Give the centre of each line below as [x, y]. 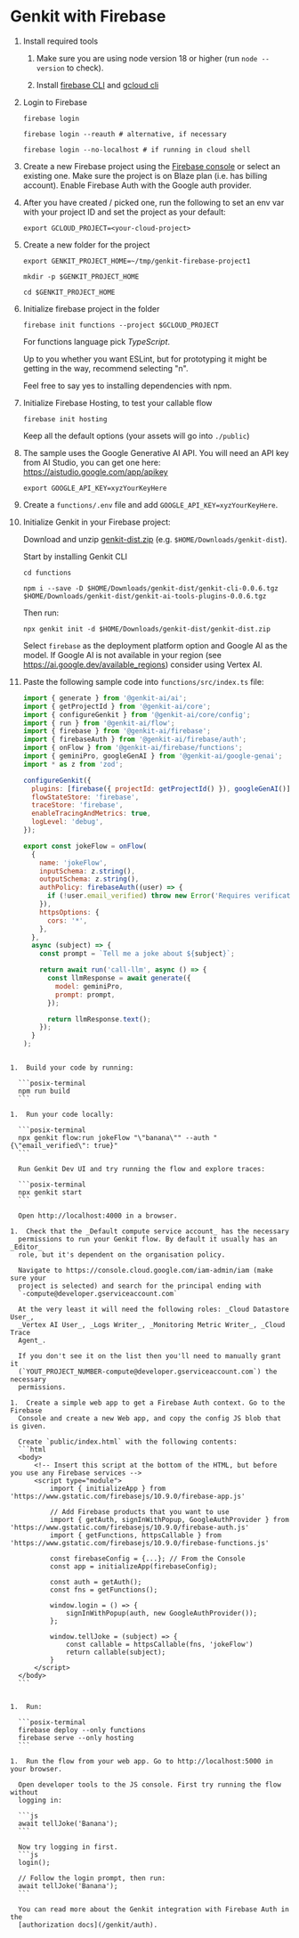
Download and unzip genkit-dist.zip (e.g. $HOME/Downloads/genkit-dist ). [155, 539]
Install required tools [61, 41]
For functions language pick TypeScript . [97, 341]
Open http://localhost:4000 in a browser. [98, 1216]
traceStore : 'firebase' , [77, 805]
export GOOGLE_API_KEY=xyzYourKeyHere [95, 488]
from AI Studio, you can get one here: [92, 462]
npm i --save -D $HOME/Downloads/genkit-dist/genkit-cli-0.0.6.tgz [150, 588]
